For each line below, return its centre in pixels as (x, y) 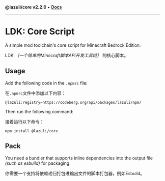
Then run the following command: (39, 111)
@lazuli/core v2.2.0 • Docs (34, 7)
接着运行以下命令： (25, 121)
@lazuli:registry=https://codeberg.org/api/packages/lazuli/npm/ (73, 102)
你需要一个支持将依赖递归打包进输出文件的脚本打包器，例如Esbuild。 (75, 173)
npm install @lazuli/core (31, 131)
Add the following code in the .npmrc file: (46, 83)
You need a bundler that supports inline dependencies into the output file (79, 158)
